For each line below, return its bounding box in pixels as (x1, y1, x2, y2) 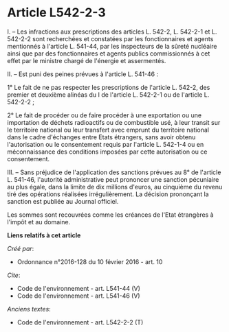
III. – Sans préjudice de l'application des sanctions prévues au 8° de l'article (7, 168, 221, 176)
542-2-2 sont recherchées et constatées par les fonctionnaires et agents (7, 34, 214, 43)
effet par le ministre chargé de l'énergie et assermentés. (7, 56, 166, 64)
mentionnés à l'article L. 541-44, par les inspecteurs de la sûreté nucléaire (7, 42, 217, 50)
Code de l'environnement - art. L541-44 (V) (17, 284, 141, 292)
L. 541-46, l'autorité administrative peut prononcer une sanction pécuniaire (7, 175, 219, 183)
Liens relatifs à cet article (7, 231, 81, 239)
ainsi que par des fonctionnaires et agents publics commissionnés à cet (7, 49, 210, 58)
